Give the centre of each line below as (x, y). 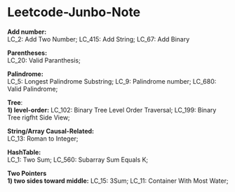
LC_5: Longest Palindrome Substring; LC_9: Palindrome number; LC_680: (112, 81)
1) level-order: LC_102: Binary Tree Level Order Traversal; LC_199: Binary (112, 110)
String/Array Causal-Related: (51, 131)
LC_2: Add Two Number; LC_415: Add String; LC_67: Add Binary (99, 39)
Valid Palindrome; (33, 89)
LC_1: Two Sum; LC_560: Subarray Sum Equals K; (78, 160)
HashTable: (24, 152)
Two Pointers (27, 173)
